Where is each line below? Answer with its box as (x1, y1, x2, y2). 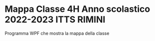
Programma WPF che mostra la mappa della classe (4, 30, 110, 36)
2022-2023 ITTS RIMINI (4, 14, 106, 25)
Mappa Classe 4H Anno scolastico (4, 3, 151, 15)
